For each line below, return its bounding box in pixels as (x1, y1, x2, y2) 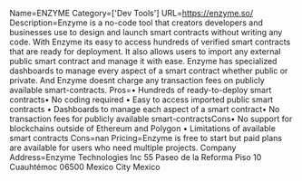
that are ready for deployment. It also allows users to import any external (9, 46, 281, 57)
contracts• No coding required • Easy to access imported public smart (9, 94, 274, 105)
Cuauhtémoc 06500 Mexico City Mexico (9, 162, 161, 172)
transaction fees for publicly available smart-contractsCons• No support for (9, 113, 293, 124)
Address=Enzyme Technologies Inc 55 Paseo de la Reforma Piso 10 (9, 152, 262, 162)
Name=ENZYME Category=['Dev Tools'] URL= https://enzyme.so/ (9, 8, 254, 18)
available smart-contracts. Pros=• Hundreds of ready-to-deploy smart (9, 85, 272, 95)
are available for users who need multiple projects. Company (9, 142, 237, 153)
